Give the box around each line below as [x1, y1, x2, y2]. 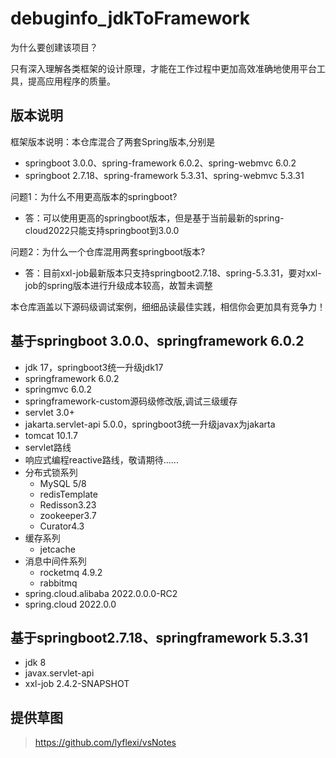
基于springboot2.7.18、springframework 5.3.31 [10, 629, 309, 646]
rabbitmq [39, 577, 78, 589]
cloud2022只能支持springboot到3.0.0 [24, 224, 180, 236]
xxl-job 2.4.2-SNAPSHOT [24, 678, 130, 690]
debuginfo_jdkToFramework [10, 7, 251, 30]
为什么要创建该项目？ [10, 41, 98, 53]
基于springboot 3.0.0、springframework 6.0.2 [10, 333, 305, 350]
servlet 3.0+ [24, 406, 75, 418]
